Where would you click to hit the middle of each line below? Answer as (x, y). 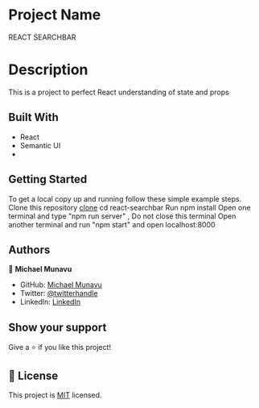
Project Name (55, 15)
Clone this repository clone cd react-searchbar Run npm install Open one (129, 207)
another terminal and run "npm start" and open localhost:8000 (112, 224)
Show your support (58, 327)
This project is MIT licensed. (55, 395)
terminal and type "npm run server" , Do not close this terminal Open (122, 216)
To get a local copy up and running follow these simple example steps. (125, 198)
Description (48, 70)
